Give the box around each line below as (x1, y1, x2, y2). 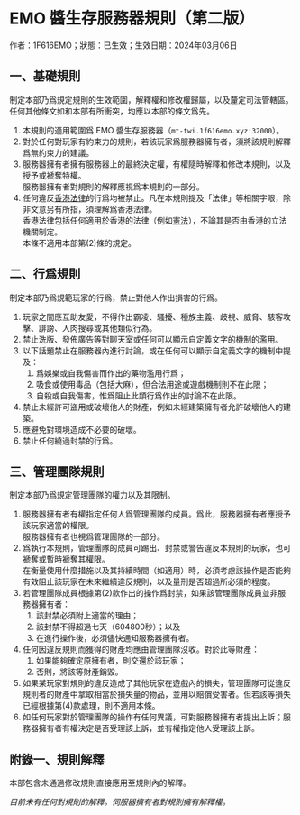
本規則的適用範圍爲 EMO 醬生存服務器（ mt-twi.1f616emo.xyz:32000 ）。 (22, 124, 285, 135)
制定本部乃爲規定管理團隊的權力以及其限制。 (9, 490, 176, 500)
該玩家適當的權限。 (22, 520, 95, 531)
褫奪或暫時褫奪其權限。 (22, 554, 110, 564)
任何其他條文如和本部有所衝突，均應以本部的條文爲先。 (9, 105, 214, 116)
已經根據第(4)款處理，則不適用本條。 (22, 701, 160, 711)
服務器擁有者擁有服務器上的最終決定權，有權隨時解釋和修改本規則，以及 (22, 159, 291, 169)
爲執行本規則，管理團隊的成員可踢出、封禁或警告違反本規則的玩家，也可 (22, 543, 291, 554)
